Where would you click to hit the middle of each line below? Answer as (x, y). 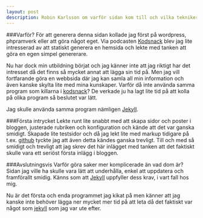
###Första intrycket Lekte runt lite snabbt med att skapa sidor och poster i (99, 120)
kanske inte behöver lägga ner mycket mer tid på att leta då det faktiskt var (99, 202)
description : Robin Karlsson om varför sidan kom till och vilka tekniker (102, 17)
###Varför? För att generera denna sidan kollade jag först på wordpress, (96, 34)
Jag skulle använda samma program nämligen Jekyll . (72, 109)
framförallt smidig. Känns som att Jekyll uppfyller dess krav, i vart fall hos (98, 177)
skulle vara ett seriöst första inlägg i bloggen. (63, 153)
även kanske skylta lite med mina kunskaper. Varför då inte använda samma (101, 84)
